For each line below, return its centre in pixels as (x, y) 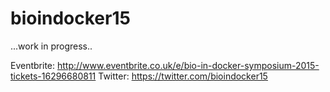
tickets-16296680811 (53, 76)
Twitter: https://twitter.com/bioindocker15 (183, 76)
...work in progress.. (51, 46)
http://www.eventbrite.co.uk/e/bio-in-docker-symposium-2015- (188, 65)
